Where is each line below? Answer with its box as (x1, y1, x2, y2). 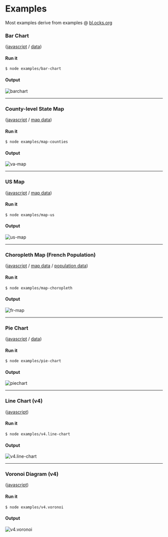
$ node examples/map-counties (5, 139, 68, 145)
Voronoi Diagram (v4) (5, 471, 59, 478)
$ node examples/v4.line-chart (5, 432, 70, 437)
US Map (5, 178, 25, 185)
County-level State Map (5, 105, 64, 112)
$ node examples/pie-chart (5, 359, 61, 364)
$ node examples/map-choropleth (5, 285, 72, 290)
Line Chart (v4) (5, 397, 43, 404)
